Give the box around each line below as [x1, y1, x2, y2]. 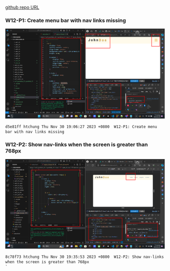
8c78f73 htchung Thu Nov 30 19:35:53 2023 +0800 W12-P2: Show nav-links [5, 254, 164, 260]
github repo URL [5, 5, 39, 10]
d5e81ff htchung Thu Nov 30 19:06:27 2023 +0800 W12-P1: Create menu [5, 124, 157, 129]
